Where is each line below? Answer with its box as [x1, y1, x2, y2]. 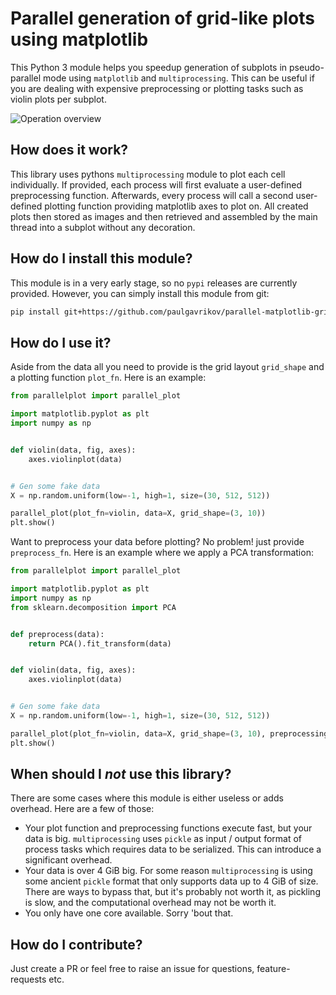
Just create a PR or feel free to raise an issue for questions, [10, 963, 255, 975]
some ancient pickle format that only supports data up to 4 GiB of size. [24, 875, 319, 887]
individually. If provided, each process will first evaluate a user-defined [10, 178, 303, 191]
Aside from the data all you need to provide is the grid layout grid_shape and [10, 361, 325, 373]
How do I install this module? [10, 250, 193, 267]
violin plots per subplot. [10, 93, 107, 105]
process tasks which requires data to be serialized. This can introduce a [24, 843, 322, 856]
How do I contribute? [10, 936, 143, 953]
